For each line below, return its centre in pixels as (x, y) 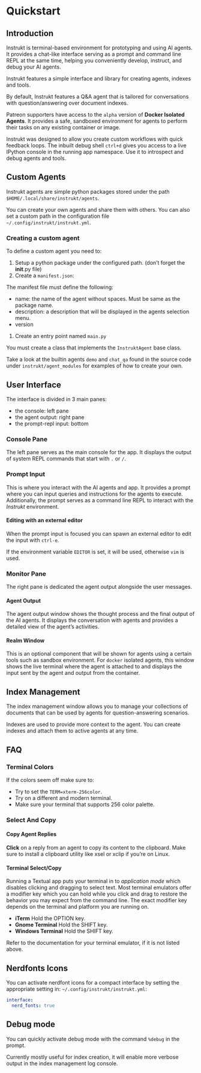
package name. (34, 306)
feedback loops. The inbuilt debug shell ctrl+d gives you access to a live (97, 145)
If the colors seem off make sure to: (50, 779)
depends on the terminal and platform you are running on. (78, 907)
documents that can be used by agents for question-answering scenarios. (98, 713)
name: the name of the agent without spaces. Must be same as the (97, 299)
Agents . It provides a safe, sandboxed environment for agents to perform (97, 121)
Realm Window (25, 640)
